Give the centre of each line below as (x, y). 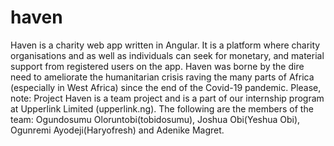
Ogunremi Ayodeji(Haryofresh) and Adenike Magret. (117, 130)
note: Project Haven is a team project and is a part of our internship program (167, 98)
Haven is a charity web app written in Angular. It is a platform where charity (165, 45)
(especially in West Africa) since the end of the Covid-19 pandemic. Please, (166, 87)
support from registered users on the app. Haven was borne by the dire (157, 66)
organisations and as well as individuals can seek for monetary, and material (167, 55)
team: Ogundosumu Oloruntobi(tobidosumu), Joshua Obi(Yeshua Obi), (155, 119)
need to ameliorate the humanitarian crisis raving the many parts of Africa (162, 77)
